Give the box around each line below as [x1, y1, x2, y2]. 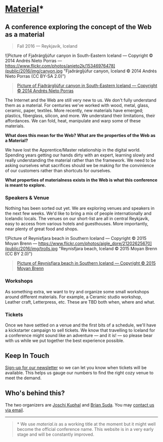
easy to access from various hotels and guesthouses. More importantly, [5, 221, 149, 227]
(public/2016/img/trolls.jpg [5, 246, 58, 252]
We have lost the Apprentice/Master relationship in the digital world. [5, 147, 141, 153]
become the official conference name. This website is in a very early [16, 426, 154, 432]
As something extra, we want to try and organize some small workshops [5, 289, 149, 294]
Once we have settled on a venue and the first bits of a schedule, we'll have [5, 322, 156, 328]
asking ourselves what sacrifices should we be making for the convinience [5, 163, 154, 168]
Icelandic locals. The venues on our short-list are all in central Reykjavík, [5, 216, 149, 221]
